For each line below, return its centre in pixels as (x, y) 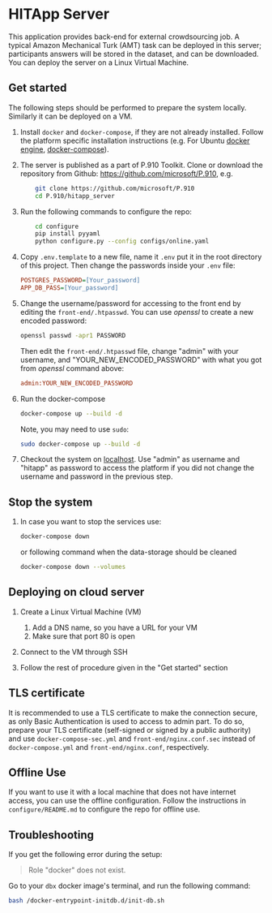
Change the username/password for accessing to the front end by (130, 303)
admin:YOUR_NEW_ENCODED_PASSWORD (76, 383)
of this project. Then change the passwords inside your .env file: (127, 265)
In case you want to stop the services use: (91, 522)
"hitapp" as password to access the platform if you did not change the (137, 468)
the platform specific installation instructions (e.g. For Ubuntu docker (135, 140)
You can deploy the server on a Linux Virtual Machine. (98, 62)
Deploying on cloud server (76, 592)
